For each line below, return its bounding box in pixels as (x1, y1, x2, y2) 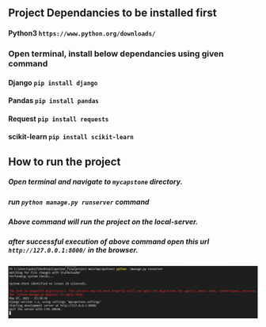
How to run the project (8, 154, 121, 169)
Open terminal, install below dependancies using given (8, 48, 224, 59)
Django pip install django (8, 78, 98, 87)
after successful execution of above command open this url (8, 237, 210, 246)
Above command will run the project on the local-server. (8, 217, 199, 226)
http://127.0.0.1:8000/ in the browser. (8, 245, 139, 255)
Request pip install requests (8, 114, 109, 124)
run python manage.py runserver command (8, 197, 150, 207)
